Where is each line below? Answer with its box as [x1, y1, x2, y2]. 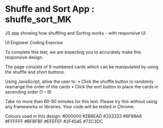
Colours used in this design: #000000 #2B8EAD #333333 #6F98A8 [5, 113, 142, 119]
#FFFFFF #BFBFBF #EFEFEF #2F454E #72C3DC [5, 118, 103, 124]
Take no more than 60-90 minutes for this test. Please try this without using [5, 98, 158, 104]
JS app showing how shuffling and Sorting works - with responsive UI [5, 30, 146, 36]
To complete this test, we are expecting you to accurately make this [5, 49, 141, 55]
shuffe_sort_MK [5, 14, 72, 25]
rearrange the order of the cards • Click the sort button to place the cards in [5, 83, 159, 89]
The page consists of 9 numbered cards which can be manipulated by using [5, 64, 159, 70]
